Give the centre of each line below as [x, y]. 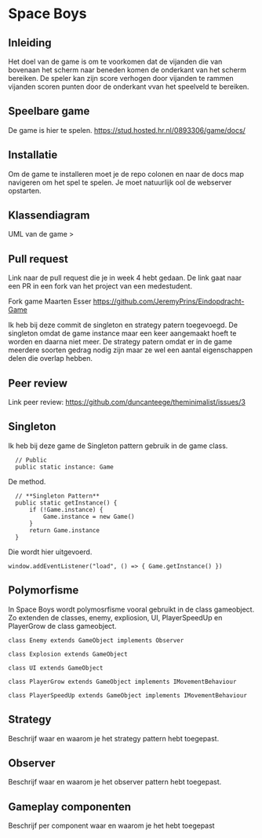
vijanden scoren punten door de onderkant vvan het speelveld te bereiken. [129, 86]
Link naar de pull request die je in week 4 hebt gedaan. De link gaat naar [125, 278]
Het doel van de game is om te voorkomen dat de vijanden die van [115, 61]
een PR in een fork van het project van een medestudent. [100, 286]
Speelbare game [49, 111]
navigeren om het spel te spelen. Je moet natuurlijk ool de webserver [120, 182]
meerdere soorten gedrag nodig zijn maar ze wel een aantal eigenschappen [131, 350]
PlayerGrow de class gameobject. [62, 626]
